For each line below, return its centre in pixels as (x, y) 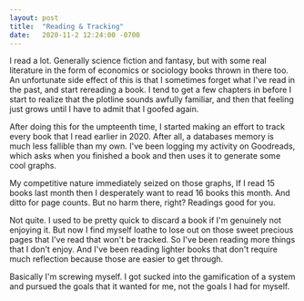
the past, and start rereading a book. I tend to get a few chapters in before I (151, 90)
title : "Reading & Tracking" (67, 26)
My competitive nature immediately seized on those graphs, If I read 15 (142, 183)
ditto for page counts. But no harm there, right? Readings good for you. (142, 202)
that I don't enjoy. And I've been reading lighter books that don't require (143, 249)
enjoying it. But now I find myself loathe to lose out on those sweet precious (152, 230)
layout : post (34, 18)
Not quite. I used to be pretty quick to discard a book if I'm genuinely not (146, 221)
